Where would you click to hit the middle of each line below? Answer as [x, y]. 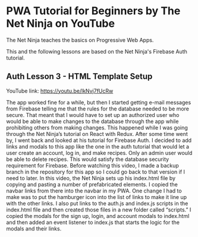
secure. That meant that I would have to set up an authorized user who [93, 115]
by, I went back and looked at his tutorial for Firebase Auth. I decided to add [99, 140]
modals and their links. [34, 228]
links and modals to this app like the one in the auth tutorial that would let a [98, 146]
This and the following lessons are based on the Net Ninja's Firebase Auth [97, 51]
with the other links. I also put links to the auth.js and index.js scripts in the [97, 203]
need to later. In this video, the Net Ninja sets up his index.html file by [91, 178]
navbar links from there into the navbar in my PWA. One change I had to [94, 191]
